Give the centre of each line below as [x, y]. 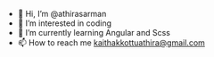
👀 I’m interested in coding [65, 23]
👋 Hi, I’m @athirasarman [62, 14]
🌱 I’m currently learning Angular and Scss [94, 33]
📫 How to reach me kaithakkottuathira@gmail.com [111, 43]
